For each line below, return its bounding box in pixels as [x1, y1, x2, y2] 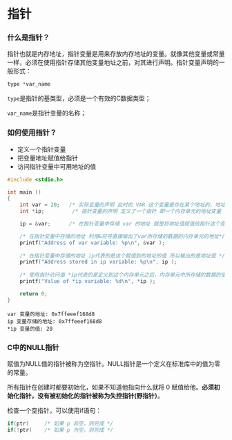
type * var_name [7, 81, 51, 88]
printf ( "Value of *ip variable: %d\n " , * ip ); [19, 278, 156, 285]
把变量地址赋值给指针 [17, 154, 78, 162]
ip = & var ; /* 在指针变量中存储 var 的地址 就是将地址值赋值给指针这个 [19, 221, 221, 228]
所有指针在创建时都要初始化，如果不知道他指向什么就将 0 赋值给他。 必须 [7, 383, 214, 391]
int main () [7, 188, 41, 196]
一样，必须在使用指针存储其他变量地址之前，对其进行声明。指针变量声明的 [7, 58, 219, 66]
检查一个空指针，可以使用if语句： [7, 406, 102, 414]
